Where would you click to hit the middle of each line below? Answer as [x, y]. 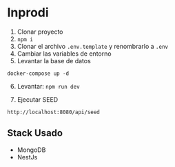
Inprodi [28, 13]
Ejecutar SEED [38, 99]
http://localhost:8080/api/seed [53, 112]
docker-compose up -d [38, 74]
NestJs [27, 157]
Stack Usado [35, 133]
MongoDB [31, 150]
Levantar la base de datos [54, 60]
